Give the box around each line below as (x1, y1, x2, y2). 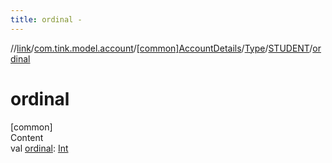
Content (10, 131, 44, 143)
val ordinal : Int (10, 142, 69, 154)
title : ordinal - (10, 14, 83, 25)
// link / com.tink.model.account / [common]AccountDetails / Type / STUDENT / (10, 42, 313, 54)
